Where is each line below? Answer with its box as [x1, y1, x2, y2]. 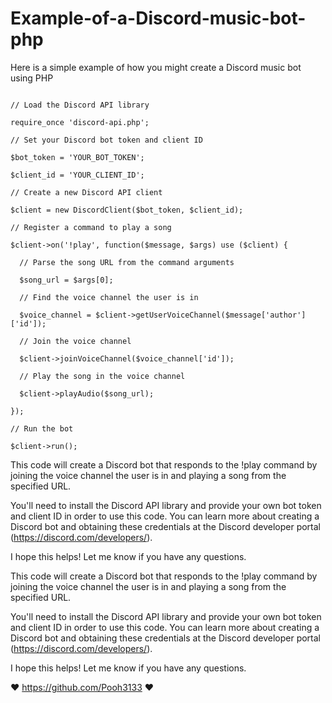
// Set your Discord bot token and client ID [10, 135, 203, 145]
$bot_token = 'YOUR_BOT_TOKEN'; [10, 152, 145, 162]
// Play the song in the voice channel [19, 371, 186, 381]
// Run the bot [10, 423, 74, 434]
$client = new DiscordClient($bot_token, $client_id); [10, 205, 244, 215]
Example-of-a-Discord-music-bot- [10, 7, 307, 30]
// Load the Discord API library [10, 100, 150, 110]
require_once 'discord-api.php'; [10, 117, 150, 127]
